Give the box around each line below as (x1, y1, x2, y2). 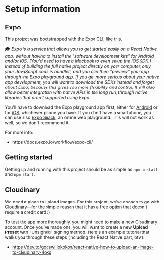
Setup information (5, 3, 81, 15)
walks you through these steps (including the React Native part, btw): (5, 234, 145, 240)
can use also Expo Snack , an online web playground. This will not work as (5, 115, 154, 120)
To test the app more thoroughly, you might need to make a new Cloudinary (5, 219, 158, 225)
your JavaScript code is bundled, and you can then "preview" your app (5, 69, 149, 74)
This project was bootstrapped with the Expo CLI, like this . (5, 36, 122, 42)
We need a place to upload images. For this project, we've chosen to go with (5, 199, 160, 204)
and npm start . (5, 171, 35, 177)
